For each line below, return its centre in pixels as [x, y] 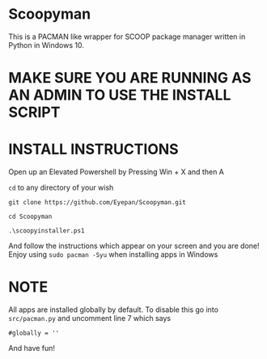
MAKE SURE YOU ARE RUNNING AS [130, 78]
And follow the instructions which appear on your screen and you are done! [134, 246]
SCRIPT [34, 112]
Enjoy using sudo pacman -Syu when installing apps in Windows [113, 254]
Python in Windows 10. [47, 45]
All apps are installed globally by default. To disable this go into [113, 310]
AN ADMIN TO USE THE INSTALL [120, 95]
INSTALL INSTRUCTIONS [94, 150]
